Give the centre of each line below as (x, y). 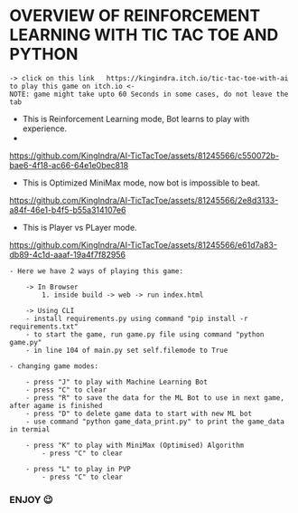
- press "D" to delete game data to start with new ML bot (139, 413)
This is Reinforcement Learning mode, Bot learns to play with (136, 119)
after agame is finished (56, 405)
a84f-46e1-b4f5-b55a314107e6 (68, 210)
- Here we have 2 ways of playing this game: (96, 271)
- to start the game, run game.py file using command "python (145, 334)
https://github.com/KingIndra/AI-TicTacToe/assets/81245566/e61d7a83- (144, 244)
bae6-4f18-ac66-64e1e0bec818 (69, 165)
